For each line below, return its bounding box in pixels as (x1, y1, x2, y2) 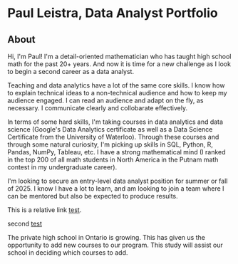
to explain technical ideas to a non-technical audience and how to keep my (7, 89, 227, 97)
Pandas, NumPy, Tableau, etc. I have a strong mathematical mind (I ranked (7, 148, 226, 156)
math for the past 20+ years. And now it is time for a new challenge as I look (7, 60, 232, 68)
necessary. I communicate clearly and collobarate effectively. (7, 104, 188, 112)
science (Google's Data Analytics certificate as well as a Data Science (7, 125, 213, 133)
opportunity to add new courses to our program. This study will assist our (7, 241, 223, 249)
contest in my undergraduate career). (7, 163, 118, 171)
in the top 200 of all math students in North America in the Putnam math (7, 155, 219, 164)
